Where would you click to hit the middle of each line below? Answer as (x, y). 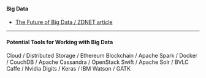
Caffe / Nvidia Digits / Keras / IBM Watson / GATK (68, 69)
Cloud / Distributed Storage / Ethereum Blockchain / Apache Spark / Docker (102, 56)
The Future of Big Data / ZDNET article (64, 22)
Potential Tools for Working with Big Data (60, 42)
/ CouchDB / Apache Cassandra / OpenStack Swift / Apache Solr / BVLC (97, 62)
